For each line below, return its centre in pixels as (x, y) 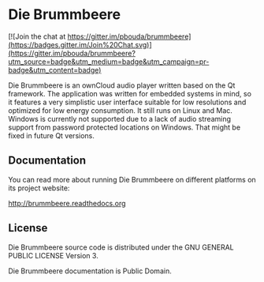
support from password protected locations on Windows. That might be (125, 127)
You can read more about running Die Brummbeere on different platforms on (132, 179)
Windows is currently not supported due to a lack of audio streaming (119, 118)
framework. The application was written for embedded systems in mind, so (130, 93)
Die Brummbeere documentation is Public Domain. (90, 271)
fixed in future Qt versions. (51, 135)
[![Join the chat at (37, 36)
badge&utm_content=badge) (55, 70)
